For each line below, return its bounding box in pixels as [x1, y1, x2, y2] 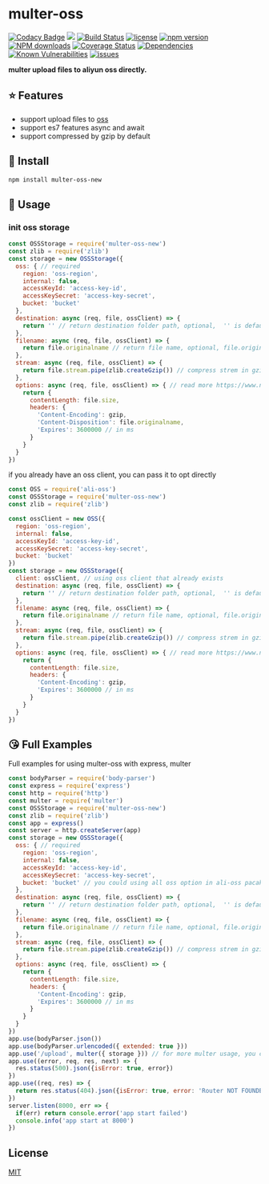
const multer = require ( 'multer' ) [8, 797, 124, 805]
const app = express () [8, 819, 84, 827]
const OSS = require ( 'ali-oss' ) [8, 486, 116, 494]
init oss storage [8, 222, 70, 233]
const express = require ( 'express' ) [8, 782, 130, 790]
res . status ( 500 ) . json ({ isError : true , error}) [15, 1065, 174, 1073]
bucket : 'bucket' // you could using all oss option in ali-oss [22, 878, 242, 886]
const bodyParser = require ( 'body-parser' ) [8, 774, 156, 782]
